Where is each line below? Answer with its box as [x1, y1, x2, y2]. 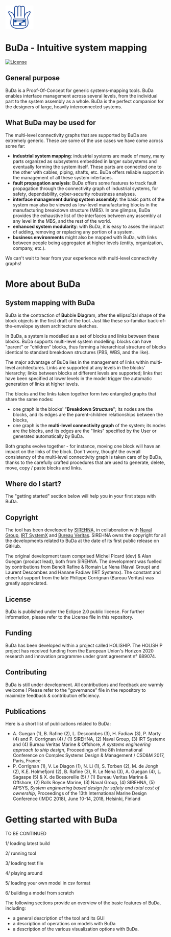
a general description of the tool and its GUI [12, 915, 105, 921]
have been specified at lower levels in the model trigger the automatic [5, 375, 152, 381]
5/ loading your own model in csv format [5, 880, 90, 886]
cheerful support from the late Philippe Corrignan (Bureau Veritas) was [5, 575, 154, 581]
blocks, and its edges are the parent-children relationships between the [12, 411, 163, 417]
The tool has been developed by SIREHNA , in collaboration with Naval [5, 527, 152, 533]
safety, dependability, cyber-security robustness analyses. [12, 191, 136, 197]
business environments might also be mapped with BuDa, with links [12, 234, 157, 240]
